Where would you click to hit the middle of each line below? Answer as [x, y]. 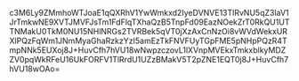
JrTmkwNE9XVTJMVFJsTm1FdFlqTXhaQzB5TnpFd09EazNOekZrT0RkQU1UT [149, 22]
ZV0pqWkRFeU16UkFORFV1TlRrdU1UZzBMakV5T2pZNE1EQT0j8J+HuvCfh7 [149, 59]
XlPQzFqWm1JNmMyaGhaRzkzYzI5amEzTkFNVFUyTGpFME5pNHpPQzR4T [148, 40]
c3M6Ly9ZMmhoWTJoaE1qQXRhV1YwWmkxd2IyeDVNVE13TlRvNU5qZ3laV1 [149, 13]
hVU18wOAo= [35, 69]
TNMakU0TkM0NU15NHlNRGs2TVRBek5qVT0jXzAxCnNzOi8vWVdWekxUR [148, 31]
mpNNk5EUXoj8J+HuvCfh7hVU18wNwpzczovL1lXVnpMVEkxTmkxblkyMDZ [148, 50]
